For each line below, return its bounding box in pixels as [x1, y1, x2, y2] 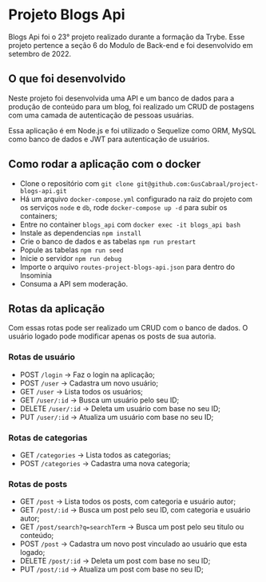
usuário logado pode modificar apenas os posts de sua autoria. [8, 331, 216, 341]
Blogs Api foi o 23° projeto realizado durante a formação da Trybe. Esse [8, 32, 245, 42]
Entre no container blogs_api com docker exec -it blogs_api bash [19, 220, 241, 229]
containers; [19, 211, 58, 220]
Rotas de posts [8, 478, 68, 489]
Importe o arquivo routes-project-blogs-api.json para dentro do [19, 262, 236, 271]
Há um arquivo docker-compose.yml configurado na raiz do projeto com [19, 194, 253, 204]
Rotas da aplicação [8, 302, 105, 315]
